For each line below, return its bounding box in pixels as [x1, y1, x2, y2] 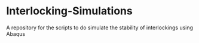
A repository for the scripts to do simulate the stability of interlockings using [6, 24, 193, 31]
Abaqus [6, 30, 26, 37]
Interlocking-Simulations [6, 4, 133, 18]
